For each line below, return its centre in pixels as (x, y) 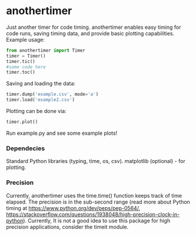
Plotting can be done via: (36, 111)
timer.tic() (21, 61)
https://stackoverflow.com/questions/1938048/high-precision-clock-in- (93, 214)
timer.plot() (22, 122)
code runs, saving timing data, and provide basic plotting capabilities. (90, 33)
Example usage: (26, 39)
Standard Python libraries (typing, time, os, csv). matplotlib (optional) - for (96, 161)
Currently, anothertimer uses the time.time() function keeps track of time (94, 195)
